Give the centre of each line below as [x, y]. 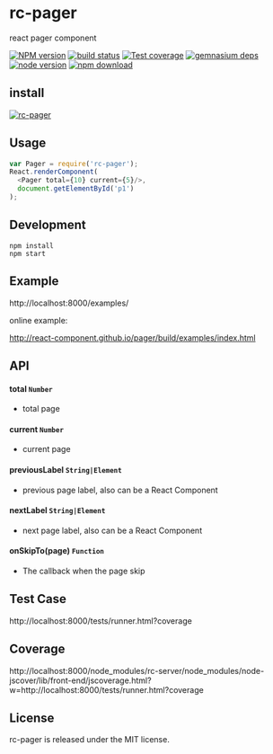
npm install [31, 245]
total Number [31, 388]
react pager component [53, 38]
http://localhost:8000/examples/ [69, 303]
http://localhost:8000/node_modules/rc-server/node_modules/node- [137, 670]
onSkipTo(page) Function [57, 551]
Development [48, 225]
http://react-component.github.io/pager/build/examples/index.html [132, 337]
